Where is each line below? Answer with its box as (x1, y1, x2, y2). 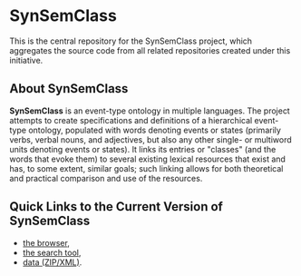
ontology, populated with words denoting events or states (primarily (28, 124, 281, 135)
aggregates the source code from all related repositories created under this (9, 44, 291, 55)
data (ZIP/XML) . (22, 256, 83, 268)
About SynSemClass (9, 81, 129, 96)
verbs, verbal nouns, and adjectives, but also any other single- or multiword (9, 133, 292, 145)
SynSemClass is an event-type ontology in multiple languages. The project (9, 105, 290, 116)
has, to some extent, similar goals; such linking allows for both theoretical (9, 163, 284, 173)
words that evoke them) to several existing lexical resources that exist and (9, 153, 286, 164)
